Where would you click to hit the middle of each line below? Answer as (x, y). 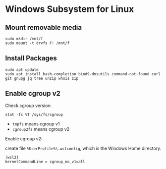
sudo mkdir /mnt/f (24, 39)
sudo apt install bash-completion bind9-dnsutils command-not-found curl (83, 74)
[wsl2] (12, 157)
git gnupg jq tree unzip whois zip (42, 78)
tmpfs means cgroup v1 (36, 124)
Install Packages (31, 58)
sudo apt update (22, 70)
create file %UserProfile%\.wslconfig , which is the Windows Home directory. (83, 148)
